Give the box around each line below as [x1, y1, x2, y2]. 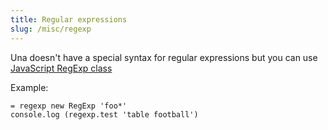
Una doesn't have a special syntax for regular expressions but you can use [10, 51, 318, 63]
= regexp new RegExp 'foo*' [10, 101, 128, 111]
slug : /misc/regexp [10, 24, 92, 34]
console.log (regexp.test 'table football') [10, 109, 199, 120]
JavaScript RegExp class [10, 62, 113, 74]
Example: [10, 81, 49, 93]
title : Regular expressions [10, 14, 128, 25]
